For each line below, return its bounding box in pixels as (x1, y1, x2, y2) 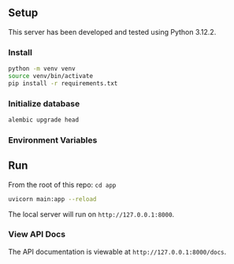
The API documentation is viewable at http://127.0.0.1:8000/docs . (8, 247, 227, 256)
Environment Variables (8, 134, 98, 145)
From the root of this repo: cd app (8, 180, 117, 189)
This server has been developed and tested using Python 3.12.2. (8, 27, 217, 36)
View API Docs (8, 229, 65, 240)
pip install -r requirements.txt (8, 79, 118, 87)
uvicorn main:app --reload (8, 195, 97, 203)
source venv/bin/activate (8, 72, 93, 80)
